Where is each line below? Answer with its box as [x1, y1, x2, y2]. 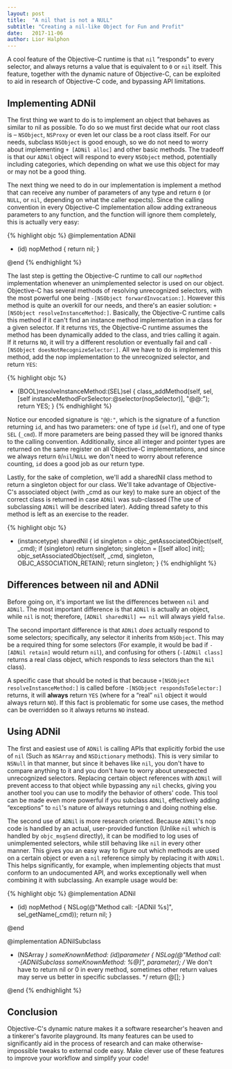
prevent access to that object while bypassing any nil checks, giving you [7, 781, 217, 789]
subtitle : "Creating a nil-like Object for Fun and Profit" [7, 23, 185, 30]
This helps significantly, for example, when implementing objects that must [7, 861, 221, 869]
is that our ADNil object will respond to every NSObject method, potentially [7, 152, 217, 160]
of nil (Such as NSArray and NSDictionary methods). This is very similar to [7, 752, 219, 760]
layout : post [7, 10, 45, 17]
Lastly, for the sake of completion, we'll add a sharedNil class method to [7, 473, 213, 481]
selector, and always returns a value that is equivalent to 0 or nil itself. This [7, 63, 222, 71]
